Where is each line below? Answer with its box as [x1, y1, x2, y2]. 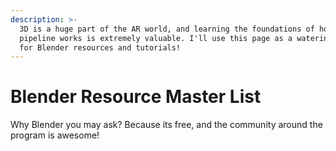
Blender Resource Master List [10, 86, 262, 108]
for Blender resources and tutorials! [19, 42, 182, 53]
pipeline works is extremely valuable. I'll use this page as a [19, 33, 293, 43]
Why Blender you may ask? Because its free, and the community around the [10, 119, 323, 131]
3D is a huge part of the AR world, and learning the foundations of [19, 24, 315, 34]
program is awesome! [10, 129, 100, 141]
